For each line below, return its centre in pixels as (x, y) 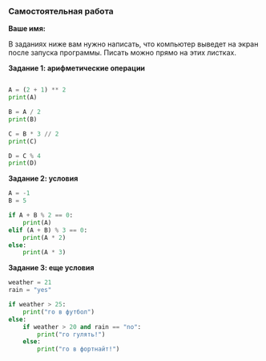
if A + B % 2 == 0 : (41, 215)
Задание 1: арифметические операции (77, 68)
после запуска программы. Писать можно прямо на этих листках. (122, 53)
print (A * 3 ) (44, 253)
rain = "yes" (30, 290)
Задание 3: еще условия (51, 268)
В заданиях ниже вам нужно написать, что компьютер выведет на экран (133, 44)
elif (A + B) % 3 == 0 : (48, 230)
